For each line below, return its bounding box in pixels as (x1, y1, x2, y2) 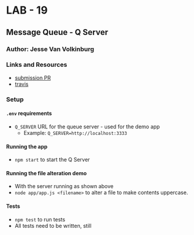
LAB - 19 (6, 4, 48, 17)
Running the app (6, 143, 48, 150)
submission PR (14, 74, 51, 81)
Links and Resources (6, 60, 67, 69)
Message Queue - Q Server (6, 27, 108, 37)
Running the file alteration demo (6, 169, 87, 176)
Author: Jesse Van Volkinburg (6, 45, 95, 53)
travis (14, 81, 28, 88)
